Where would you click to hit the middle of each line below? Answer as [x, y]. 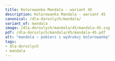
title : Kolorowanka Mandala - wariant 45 [49, 10]
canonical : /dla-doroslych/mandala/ [43, 19]
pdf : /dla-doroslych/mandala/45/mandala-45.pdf [56, 32]
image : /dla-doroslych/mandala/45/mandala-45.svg [58, 28]
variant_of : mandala [27, 23]
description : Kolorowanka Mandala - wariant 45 [56, 14]
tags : [11, 42]
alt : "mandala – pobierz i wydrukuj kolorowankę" [58, 37]
